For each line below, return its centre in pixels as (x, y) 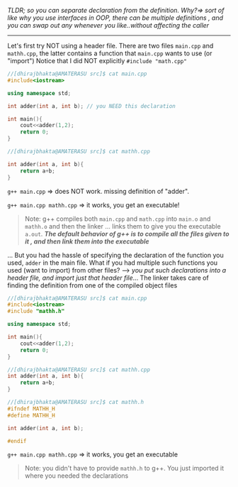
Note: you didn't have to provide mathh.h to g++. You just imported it (124, 469)
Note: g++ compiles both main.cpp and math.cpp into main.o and (118, 219)
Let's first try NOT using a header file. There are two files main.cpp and (110, 46)
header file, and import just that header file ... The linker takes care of (108, 278)
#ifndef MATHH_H (31, 409)
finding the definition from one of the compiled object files (92, 285)
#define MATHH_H (31, 415)
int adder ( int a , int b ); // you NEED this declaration (91, 106)
